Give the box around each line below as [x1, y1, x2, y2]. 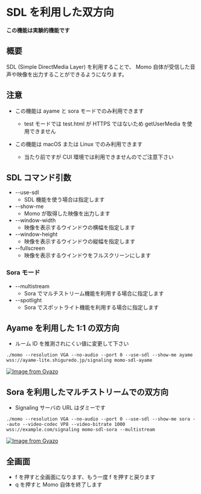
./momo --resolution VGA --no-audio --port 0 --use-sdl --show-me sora [6, 416, 190, 422]
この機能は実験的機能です [6, 27, 70, 34]
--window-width [14, 217, 56, 224]
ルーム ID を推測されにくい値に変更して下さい [14, 340, 129, 347]
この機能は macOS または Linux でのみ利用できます [14, 140, 143, 148]
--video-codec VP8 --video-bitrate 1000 [22, 422, 126, 428]
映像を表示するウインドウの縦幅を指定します [24, 238, 136, 245]
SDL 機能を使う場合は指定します [24, 196, 105, 203]
